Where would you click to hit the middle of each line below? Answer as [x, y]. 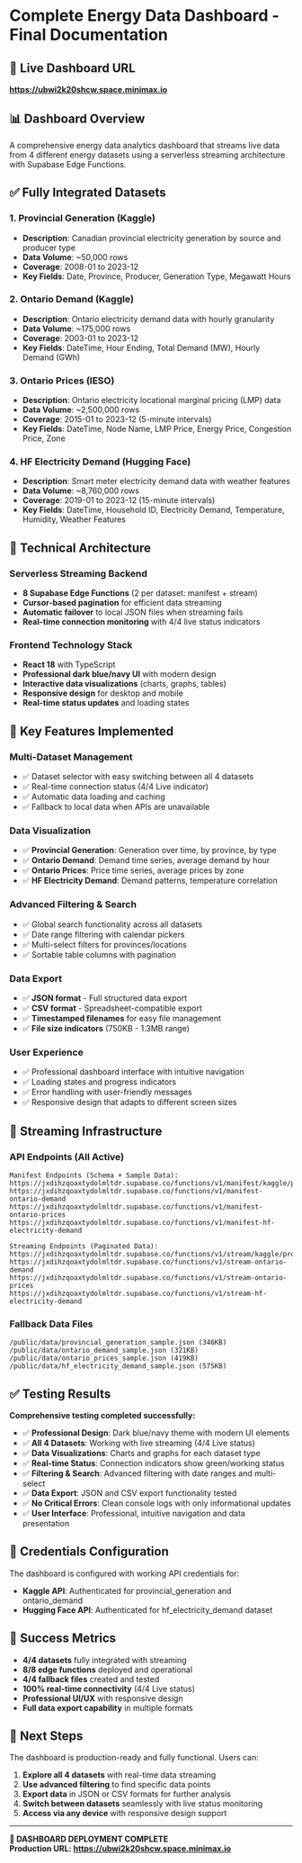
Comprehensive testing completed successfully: [102, 1416]
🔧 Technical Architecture [80, 548]
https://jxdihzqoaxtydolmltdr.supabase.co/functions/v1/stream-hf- [138, 1293]
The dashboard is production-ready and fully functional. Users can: [134, 1758]
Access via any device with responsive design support [124, 1813]
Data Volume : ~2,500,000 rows [81, 409]
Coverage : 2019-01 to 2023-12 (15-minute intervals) [119, 500]
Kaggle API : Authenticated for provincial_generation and [127, 1590]
